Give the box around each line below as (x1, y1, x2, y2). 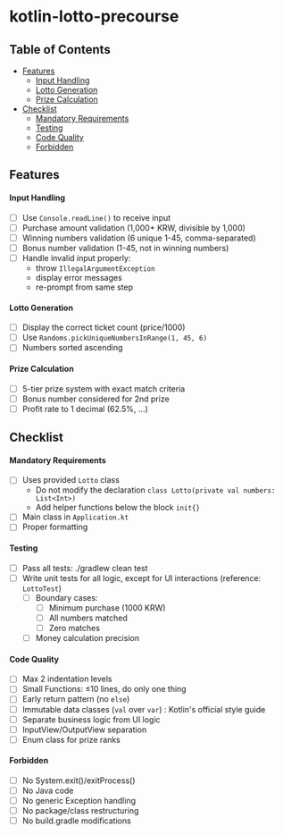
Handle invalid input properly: (21, 252, 131, 263)
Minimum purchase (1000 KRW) (48, 602, 166, 613)
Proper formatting (21, 521, 88, 533)
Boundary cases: (35, 592, 98, 603)
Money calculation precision (35, 633, 140, 644)
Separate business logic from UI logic (21, 713, 161, 725)
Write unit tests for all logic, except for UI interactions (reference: (21, 572, 262, 583)
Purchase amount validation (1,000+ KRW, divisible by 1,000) (21, 222, 246, 233)
